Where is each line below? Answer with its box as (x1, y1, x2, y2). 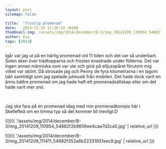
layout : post (5, 7, 32, 12)
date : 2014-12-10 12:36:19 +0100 (5, 25, 79, 30)
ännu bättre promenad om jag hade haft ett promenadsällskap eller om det (5, 78, 157, 84)
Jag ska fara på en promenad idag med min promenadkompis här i (5, 103, 141, 109)
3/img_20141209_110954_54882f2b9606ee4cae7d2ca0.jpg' (5, 123, 126, 129)
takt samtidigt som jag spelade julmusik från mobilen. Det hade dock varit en (5, 74, 161, 79)
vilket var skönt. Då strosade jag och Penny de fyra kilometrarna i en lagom (5, 68, 158, 74)
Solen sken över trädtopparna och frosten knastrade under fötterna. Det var (5, 58, 160, 64)
